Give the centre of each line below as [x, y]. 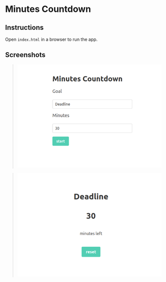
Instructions [24, 28]
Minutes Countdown [48, 9]
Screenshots [25, 55]
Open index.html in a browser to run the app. [51, 39]
